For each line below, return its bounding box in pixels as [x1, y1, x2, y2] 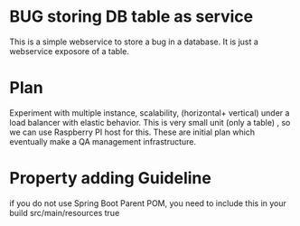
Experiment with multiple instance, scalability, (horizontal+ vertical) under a [9, 107, 290, 118]
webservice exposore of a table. [9, 45, 129, 56]
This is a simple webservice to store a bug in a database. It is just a [9, 36, 259, 47]
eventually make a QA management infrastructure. [9, 136, 197, 146]
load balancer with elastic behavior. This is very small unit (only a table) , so [9, 117, 291, 127]
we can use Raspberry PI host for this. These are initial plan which [9, 127, 256, 137]
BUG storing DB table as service [9, 6, 254, 27]
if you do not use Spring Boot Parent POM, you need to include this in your [9, 197, 287, 209]
